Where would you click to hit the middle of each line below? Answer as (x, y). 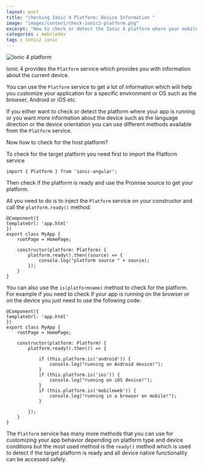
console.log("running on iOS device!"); (101, 380)
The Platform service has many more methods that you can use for (90, 433)
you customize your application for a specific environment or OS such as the (101, 93)
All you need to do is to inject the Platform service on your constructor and (99, 201)
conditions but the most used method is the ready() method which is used (99, 446)
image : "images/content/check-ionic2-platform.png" (72, 23)
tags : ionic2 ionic (32, 40)
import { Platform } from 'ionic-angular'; (62, 171)
